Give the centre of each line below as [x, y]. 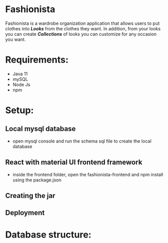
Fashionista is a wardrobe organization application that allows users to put [82, 23]
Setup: [19, 110]
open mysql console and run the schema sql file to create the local [82, 141]
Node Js [21, 84]
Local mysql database [40, 129]
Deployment [25, 213]
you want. [16, 39]
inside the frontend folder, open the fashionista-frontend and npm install [88, 174]
